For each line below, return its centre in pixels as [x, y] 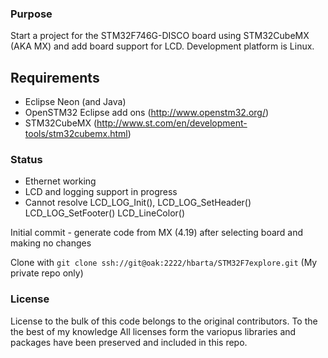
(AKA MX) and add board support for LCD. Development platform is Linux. [162, 46]
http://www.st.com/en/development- [172, 123]
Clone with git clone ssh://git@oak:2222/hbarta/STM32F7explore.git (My [164, 263]
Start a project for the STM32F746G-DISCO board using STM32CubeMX [160, 36]
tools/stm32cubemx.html [76, 134]
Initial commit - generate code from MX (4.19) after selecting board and [157, 233]
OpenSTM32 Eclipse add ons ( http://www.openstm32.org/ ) [147, 113]
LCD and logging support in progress [101, 192]
